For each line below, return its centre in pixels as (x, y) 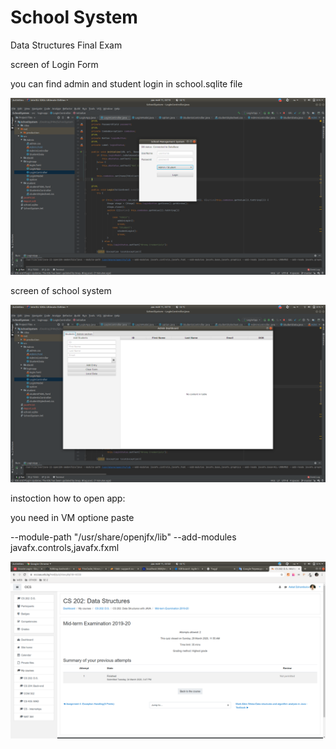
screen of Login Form (54, 64)
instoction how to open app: (68, 498)
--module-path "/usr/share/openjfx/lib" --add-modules (123, 537)
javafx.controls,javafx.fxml (65, 547)
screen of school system (61, 291)
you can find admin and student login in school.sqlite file (126, 83)
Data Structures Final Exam (66, 45)
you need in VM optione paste (72, 517)
